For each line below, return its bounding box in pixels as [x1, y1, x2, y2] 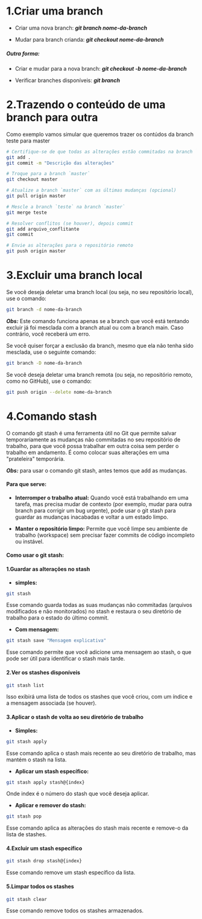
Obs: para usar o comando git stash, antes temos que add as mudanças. [6, 467, 187, 474]
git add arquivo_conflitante [6, 226, 80, 232]
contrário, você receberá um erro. [6, 330, 90, 338]
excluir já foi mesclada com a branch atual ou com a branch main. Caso [6, 324, 184, 331]
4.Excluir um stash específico [6, 844, 83, 852]
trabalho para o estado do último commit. [6, 614, 109, 621]
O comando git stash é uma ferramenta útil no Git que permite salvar [6, 429, 177, 437]
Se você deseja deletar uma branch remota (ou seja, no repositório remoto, [6, 371, 193, 378]
